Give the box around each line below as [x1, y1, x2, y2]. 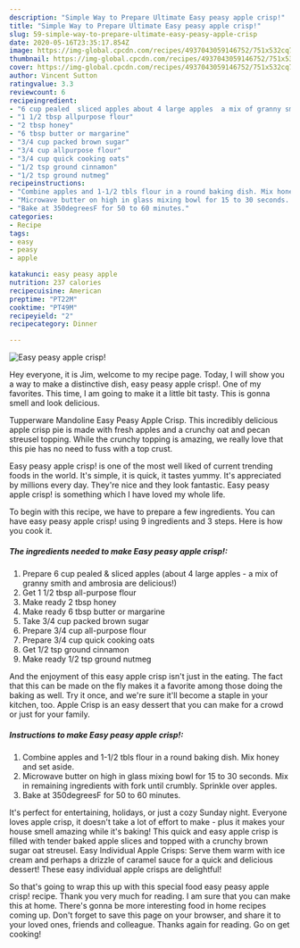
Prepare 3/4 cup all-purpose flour [21, 626, 147, 636]
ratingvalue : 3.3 [9, 79, 74, 88]
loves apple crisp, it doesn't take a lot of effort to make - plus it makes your [9, 817, 286, 827]
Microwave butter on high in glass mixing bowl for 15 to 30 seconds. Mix [21, 771, 288, 782]
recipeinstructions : [9, 179, 87, 188]
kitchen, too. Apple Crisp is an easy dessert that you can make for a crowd [9, 700, 284, 711]
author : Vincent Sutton [9, 71, 98, 80]
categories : [9, 212, 54, 221]
